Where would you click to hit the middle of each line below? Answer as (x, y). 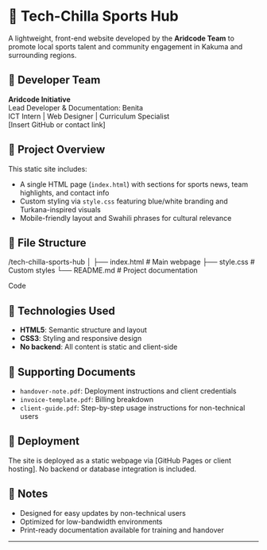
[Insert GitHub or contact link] (57, 124)
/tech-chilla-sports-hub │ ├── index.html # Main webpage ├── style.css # (132, 262)
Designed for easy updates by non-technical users (103, 513)
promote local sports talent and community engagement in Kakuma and (126, 46)
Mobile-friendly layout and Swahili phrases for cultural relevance (126, 218)
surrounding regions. (43, 55)
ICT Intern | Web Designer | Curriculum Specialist (89, 116)
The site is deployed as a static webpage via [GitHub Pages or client (120, 460)
